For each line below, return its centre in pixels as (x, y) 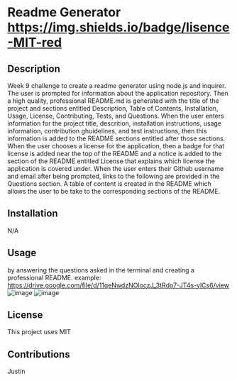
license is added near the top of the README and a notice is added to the (115, 154)
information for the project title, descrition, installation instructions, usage (115, 123)
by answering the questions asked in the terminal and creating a (101, 270)
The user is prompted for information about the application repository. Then (118, 93)
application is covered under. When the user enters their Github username (116, 169)
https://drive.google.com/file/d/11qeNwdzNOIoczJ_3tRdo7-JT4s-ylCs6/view (118, 285)
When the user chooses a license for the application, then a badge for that (116, 146)
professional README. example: (54, 277)
